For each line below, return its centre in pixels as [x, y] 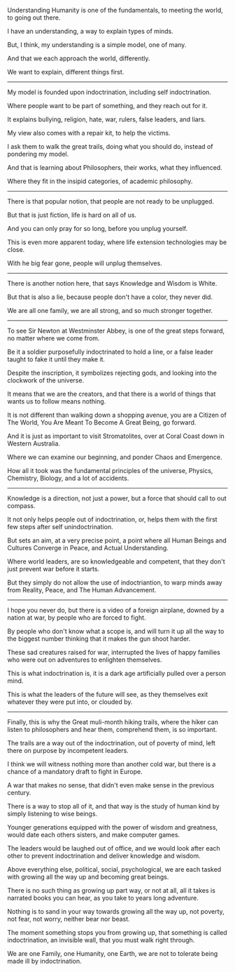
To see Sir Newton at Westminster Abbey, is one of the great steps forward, [116, 331]
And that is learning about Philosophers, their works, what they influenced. [115, 167]
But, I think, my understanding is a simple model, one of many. [97, 45]
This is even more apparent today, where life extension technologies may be [117, 242]
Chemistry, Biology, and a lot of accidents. [68, 478]
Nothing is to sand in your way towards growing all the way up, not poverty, [116, 911]
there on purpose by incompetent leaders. [68, 751]
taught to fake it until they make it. [56, 359]
